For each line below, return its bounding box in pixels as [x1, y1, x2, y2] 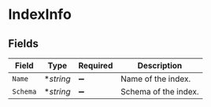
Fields [8, 37, 39, 50]
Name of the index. [120, 73, 191, 84]
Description [137, 61, 183, 71]
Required [78, 61, 113, 71]
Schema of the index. [120, 87, 199, 97]
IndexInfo [8, 6, 72, 24]
